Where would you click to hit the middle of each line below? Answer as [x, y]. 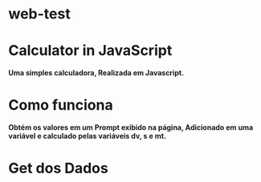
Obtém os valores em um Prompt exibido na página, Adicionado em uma [131, 127]
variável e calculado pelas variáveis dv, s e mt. [88, 136]
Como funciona [61, 105]
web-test [39, 14]
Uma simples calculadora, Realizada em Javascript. [96, 73]
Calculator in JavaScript [90, 51]
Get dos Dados [58, 168]
